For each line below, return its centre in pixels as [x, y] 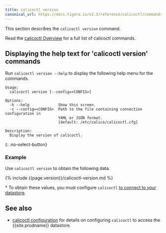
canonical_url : [21, 14]
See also [19, 208]
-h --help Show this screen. [53, 105]
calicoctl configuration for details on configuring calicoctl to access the [86, 220]
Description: [19, 131]
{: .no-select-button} [26, 145]
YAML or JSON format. [80, 118]
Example [16, 158]
